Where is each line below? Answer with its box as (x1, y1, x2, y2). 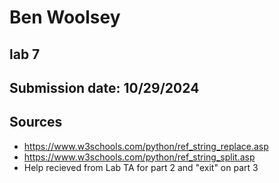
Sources (9, 114, 63, 131)
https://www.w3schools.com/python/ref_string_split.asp (23, 151, 256, 163)
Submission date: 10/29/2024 (9, 79, 200, 96)
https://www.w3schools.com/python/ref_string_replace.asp (23, 140, 269, 152)
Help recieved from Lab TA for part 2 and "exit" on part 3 (23, 161, 259, 173)
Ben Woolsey (9, 6, 121, 29)
